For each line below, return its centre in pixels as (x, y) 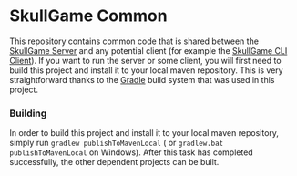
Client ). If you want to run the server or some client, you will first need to (145, 60)
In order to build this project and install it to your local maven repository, (144, 133)
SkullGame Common (88, 16)
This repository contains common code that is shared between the (134, 41)
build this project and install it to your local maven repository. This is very (147, 70)
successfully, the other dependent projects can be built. (114, 162)
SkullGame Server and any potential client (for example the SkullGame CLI (148, 50)
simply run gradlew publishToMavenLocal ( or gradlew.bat (117, 143)
